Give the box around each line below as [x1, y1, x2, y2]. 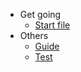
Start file [34, 19, 71, 31]
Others [19, 30, 49, 41]
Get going [19, 9, 62, 20]
